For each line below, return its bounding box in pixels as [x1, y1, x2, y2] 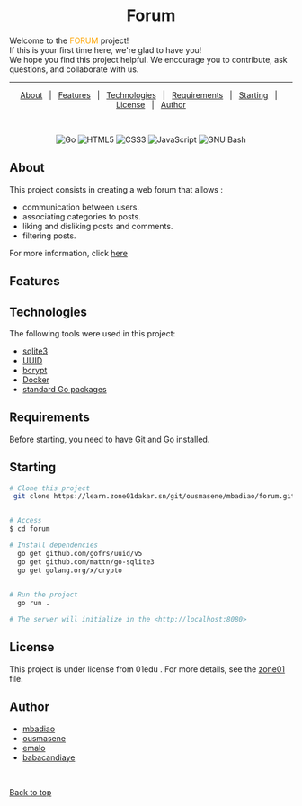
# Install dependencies [9, 541, 99, 550]
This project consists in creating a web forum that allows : [9, 184, 223, 194]
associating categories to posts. [22, 210, 141, 221]
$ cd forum [9, 524, 50, 533]
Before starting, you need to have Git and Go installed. [9, 434, 210, 444]
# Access [9, 516, 42, 525]
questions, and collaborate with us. [9, 64, 139, 75]
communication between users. [22, 201, 140, 212]
